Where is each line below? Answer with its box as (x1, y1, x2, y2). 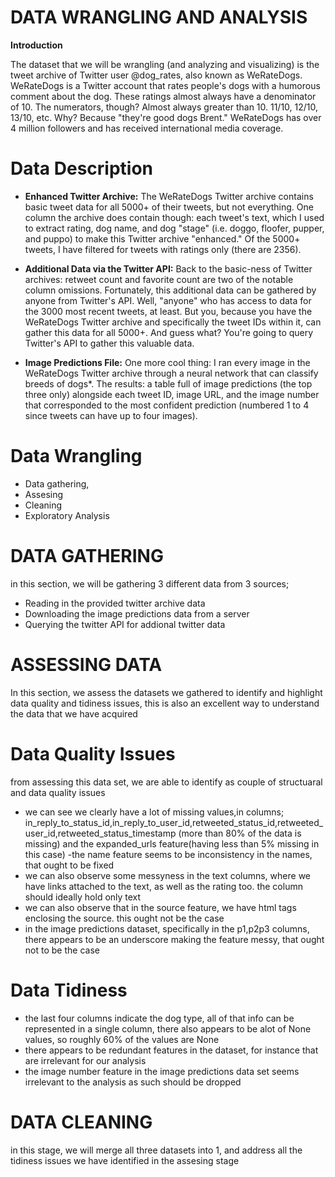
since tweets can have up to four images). (24, 409, 198, 421)
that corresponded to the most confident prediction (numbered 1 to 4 (24, 399, 310, 411)
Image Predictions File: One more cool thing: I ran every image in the (24, 356, 311, 368)
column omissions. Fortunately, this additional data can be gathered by (24, 284, 317, 296)
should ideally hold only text (24, 891, 142, 903)
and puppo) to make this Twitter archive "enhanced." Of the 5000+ (24, 232, 301, 245)
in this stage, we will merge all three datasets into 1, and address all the (10, 1144, 303, 1156)
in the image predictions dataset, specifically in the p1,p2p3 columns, (24, 922, 310, 935)
